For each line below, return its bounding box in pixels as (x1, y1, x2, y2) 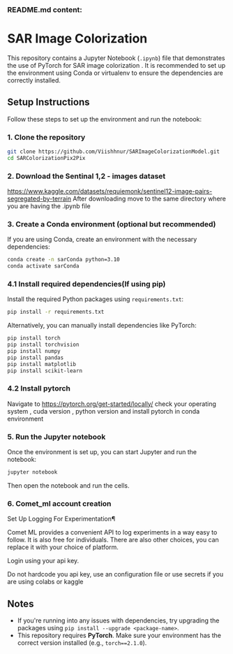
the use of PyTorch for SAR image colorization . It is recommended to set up (7, 61, 226, 69)
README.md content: (7, 5, 82, 15)
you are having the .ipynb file (7, 202, 91, 210)
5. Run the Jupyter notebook (7, 432, 106, 442)
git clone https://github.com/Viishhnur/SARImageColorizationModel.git (7, 148, 220, 155)
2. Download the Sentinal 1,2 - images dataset (7, 171, 166, 181)
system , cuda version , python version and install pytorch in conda (7, 407, 200, 415)
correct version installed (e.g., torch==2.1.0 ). (17, 639, 147, 647)
